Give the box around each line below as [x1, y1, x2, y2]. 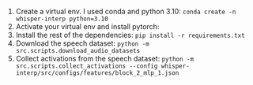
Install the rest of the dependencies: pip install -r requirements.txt [15, 31, 245, 39]
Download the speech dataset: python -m [15, 39, 150, 48]
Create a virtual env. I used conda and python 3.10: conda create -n [15, 7, 236, 16]
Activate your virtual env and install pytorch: [15, 22, 160, 31]
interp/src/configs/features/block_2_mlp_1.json [15, 69, 179, 77]
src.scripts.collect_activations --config [15, 62, 158, 70]
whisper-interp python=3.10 [15, 15, 108, 23]
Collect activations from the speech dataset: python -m [15, 54, 194, 63]
